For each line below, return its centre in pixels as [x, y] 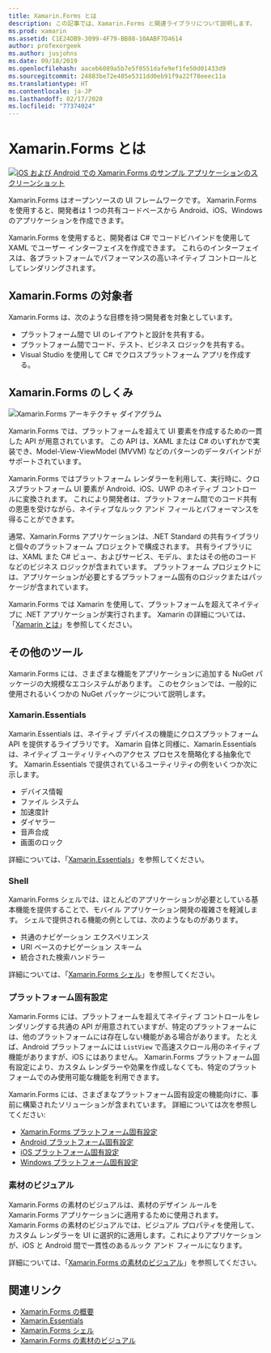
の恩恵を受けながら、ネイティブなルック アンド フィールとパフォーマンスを [134, 509]
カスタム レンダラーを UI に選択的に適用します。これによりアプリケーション [135, 1235]
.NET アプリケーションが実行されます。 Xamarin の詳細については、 [137, 614]
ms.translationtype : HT [49, 83]
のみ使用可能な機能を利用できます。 [104, 1078]
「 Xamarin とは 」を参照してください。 [72, 624]
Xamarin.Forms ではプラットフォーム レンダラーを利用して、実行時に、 [127, 478]
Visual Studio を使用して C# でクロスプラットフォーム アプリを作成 [132, 354]
